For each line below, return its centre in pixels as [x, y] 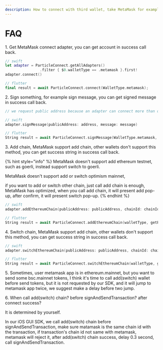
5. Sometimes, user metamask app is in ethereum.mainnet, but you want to [80, 273]
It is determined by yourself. [33, 312]
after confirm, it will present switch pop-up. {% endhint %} [71, 196]
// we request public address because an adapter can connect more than [80, 111]
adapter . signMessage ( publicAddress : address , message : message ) [71, 124]
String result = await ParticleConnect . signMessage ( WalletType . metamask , [81, 138]
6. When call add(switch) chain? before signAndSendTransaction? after [76, 298]
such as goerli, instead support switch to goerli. [53, 167]
